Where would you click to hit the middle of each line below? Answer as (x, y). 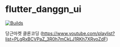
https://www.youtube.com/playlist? (78, 33)
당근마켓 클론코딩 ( (24, 33)
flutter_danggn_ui (44, 9)
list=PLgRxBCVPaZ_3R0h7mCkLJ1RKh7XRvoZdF (56, 39)
